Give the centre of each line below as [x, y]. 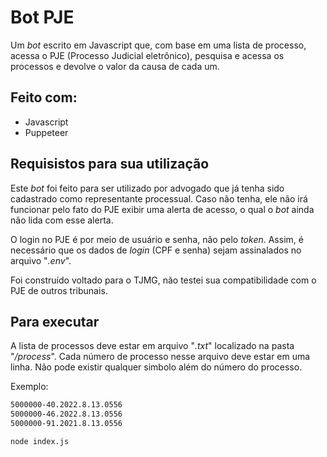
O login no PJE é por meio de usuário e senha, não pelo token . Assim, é [157, 239]
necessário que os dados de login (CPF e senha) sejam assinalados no [156, 250]
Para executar [55, 321]
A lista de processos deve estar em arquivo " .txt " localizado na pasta [152, 346]
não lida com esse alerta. [62, 220]
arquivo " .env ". [41, 260]
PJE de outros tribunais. [59, 290]
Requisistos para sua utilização [110, 164]
